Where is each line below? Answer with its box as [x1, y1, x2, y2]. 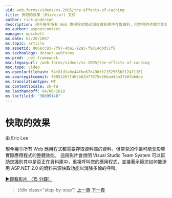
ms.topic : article [5, 41, 45, 46]
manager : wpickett [5, 31, 45, 36]
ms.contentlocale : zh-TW [5, 84, 58, 89]
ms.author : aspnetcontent [5, 27, 60, 32]
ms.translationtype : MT [5, 79, 56, 84]
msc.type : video [5, 65, 40, 70]
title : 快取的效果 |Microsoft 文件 [5, 12, 76, 17]
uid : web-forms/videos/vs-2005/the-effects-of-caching [5, 7, 125, 13]
